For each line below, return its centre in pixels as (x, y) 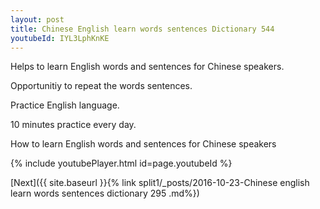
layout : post (37, 19)
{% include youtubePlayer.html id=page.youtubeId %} (121, 163)
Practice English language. (65, 105)
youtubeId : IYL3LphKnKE (60, 38)
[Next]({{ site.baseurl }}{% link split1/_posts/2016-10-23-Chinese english (160, 183)
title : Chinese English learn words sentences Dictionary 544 (142, 29)
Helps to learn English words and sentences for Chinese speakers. (147, 67)
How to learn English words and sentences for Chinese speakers (143, 144)
